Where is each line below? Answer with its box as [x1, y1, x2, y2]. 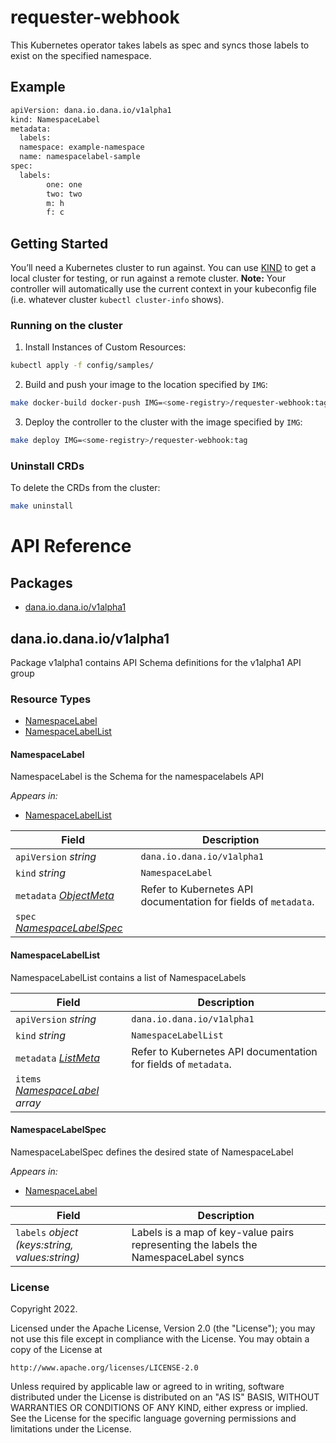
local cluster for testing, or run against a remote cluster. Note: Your [10, 272, 287, 285]
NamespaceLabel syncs [131, 1250, 245, 1264]
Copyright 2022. [10, 1303, 78, 1315]
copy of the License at [10, 1344, 103, 1356]
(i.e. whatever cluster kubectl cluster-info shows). [10, 294, 225, 306]
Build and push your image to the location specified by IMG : [24, 379, 268, 391]
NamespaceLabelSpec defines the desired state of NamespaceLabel [10, 1146, 294, 1158]
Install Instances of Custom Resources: [24, 341, 187, 353]
